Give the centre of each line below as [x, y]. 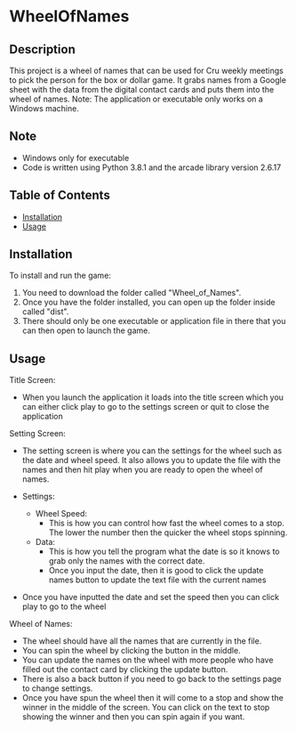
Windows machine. [44, 108]
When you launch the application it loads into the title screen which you [153, 397]
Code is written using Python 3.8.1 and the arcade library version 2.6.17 [152, 167]
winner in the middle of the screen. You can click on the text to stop [146, 707]
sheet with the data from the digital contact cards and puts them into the [142, 89]
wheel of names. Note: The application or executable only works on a [136, 99]
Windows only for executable [76, 158]
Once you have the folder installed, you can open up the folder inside [148, 302]
